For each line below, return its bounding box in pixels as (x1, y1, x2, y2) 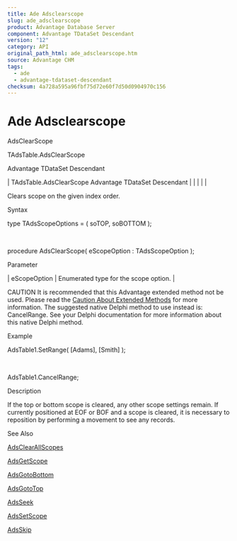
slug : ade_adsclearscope (7, 17, 81, 24)
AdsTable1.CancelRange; (7, 373, 79, 381)
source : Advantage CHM (7, 57, 74, 64)
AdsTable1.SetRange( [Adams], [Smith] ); (7, 345, 126, 355)
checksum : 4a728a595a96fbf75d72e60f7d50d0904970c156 (7, 83, 166, 90)
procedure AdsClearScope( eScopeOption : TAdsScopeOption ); (7, 247, 195, 255)
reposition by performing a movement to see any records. (7, 415, 175, 424)
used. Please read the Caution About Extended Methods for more (7, 296, 198, 304)
